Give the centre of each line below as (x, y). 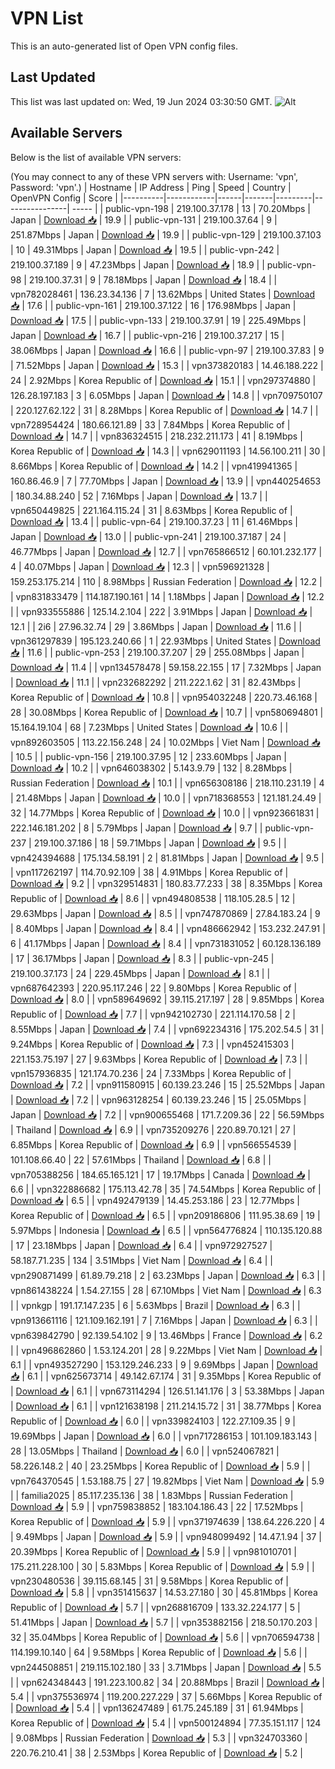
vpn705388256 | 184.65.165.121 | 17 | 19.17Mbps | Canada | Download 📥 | (160, 1174)
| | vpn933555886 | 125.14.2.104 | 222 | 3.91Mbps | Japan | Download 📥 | (161, 611)
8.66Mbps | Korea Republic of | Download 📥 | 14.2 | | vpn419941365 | (154, 466)
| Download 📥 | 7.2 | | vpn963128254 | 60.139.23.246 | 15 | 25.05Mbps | (158, 1099)
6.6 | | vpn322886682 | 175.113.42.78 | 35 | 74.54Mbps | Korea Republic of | (166, 1189)
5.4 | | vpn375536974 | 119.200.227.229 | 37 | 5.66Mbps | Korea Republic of (166, 1696)
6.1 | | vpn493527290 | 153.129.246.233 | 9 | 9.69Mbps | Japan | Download (164, 1364)
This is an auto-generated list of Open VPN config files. (124, 46)
